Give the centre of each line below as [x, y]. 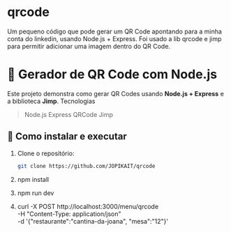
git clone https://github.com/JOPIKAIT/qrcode [86, 166]
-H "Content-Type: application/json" [69, 214]
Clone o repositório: [46, 153]
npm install [33, 179]
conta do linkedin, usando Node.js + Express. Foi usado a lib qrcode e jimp [114, 38]
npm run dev [36, 193]
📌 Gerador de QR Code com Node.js [112, 75]
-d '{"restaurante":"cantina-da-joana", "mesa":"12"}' [93, 221]
